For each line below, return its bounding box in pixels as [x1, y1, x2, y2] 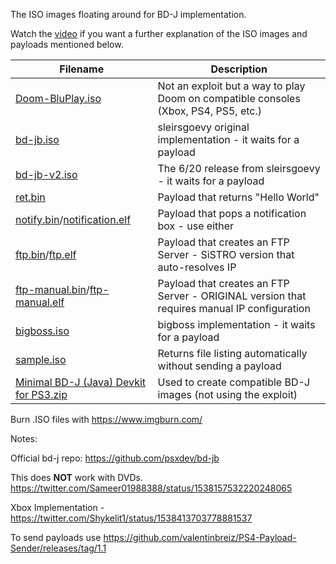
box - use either [157, 219, 235, 233]
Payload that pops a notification [157, 207, 307, 220]
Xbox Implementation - [10, 502, 105, 513]
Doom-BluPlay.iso [15, 92, 102, 105]
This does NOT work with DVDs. [10, 472, 143, 483]
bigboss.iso [15, 324, 70, 338]
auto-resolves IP [157, 260, 237, 274]
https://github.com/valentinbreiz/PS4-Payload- [103, 532, 297, 543]
